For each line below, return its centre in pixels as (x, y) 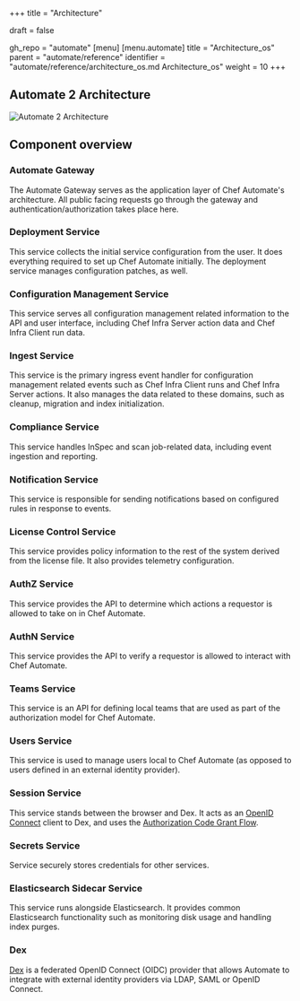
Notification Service (54, 479)
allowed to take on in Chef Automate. (77, 613)
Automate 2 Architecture (80, 95)
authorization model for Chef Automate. (82, 718)
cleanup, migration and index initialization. (87, 404)
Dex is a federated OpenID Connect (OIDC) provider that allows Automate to (150, 970)
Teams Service (43, 688)
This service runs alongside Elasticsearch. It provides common (125, 908)
